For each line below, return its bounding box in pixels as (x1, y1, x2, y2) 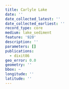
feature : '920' (5, 35, 36, 40)
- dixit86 (9, 53, 30, 58)
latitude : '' (5, 76, 32, 81)
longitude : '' (5, 72, 34, 77)
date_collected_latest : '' (5, 16, 61, 21)
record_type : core (5, 26, 43, 31)
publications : (5, 48, 34, 53)
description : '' (5, 40, 38, 44)
